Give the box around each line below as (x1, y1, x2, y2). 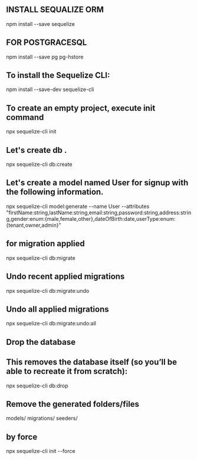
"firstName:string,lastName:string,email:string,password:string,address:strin (6, 209, 192, 216)
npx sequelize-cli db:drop (6, 382, 69, 389)
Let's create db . (6, 145, 67, 155)
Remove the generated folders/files (6, 399, 140, 409)
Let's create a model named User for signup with (6, 178, 189, 188)
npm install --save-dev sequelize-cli (6, 86, 94, 93)
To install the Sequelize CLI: (6, 70, 110, 80)
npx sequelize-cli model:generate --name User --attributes (6, 203, 150, 210)
